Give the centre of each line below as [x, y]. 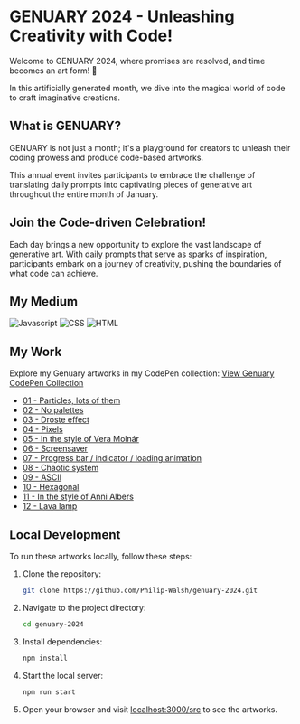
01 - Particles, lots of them [71, 400]
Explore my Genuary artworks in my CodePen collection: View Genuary [142, 373]
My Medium [44, 301]
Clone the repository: [62, 574]
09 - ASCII [42, 477]
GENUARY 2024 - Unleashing [122, 17]
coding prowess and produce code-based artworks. [107, 157]
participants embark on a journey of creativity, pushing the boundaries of [145, 263]
